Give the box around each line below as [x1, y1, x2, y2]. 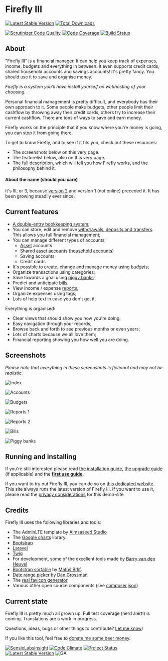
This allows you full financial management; [12, 232, 101, 238]
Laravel [12, 545, 28, 551]
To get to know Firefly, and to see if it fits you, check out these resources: [5, 139, 157, 145]
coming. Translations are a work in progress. [5, 616, 97, 622]
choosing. [5, 89, 26, 95]
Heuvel [12, 561, 28, 567]
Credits [5, 506, 29, 514]
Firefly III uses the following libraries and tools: [5, 519, 101, 525]
